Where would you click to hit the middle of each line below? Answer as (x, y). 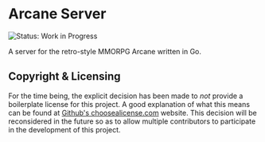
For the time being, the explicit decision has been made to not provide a (126, 96)
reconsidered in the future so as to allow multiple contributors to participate (132, 121)
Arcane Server (57, 14)
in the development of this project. (64, 129)
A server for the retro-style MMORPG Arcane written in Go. (105, 51)
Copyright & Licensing (64, 77)
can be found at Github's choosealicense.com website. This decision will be (132, 112)
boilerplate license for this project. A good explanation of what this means (129, 104)
